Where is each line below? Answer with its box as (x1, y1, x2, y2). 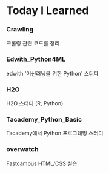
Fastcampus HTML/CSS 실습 (6, 160, 78, 167)
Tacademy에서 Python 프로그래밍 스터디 (6, 129, 104, 137)
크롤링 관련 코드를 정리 (6, 40, 60, 47)
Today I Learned (6, 4, 89, 18)
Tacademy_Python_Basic (6, 116, 82, 123)
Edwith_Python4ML (6, 55, 65, 64)
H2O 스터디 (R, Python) (6, 100, 64, 107)
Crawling (6, 25, 34, 34)
